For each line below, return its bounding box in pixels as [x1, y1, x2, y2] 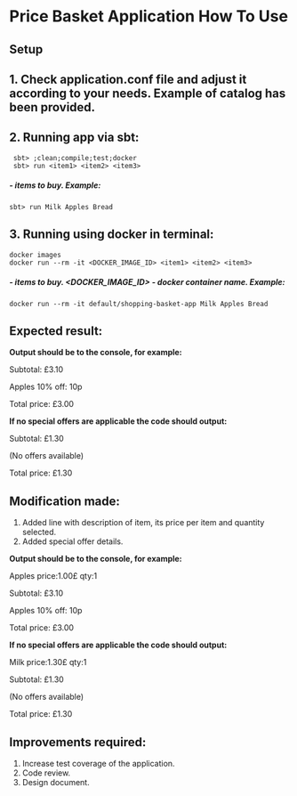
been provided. [9, 100, 96, 115]
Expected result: [9, 323, 103, 338]
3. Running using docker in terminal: [9, 227, 214, 242]
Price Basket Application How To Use [9, 6, 289, 27]
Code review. [21, 768, 71, 778]
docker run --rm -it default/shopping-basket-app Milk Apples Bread [9, 299, 269, 308]
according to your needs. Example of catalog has [9, 85, 286, 101]
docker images [9, 250, 62, 259]
